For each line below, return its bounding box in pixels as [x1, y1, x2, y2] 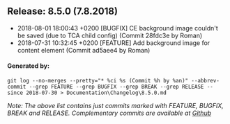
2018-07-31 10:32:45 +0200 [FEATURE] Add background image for [17, 38, 210, 47]
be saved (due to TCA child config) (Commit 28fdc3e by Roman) [17, 31, 203, 39]
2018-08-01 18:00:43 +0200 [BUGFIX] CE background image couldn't [17, 24, 218, 32]
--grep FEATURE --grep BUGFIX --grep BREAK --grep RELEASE [29, 83, 204, 91]
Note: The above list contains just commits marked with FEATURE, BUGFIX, [7, 102, 224, 110]
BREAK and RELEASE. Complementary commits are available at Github [7, 109, 212, 117]
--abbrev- [191, 78, 220, 85]
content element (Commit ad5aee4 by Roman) [17, 46, 151, 54]
